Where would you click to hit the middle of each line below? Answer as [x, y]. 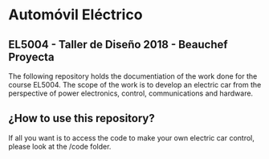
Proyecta [31, 57]
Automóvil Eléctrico [75, 15]
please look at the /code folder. [60, 146]
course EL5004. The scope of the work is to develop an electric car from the [135, 85]
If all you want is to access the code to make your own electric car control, [132, 137]
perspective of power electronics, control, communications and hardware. [131, 93]
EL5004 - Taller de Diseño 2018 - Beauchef [118, 45]
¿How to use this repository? [82, 118]
